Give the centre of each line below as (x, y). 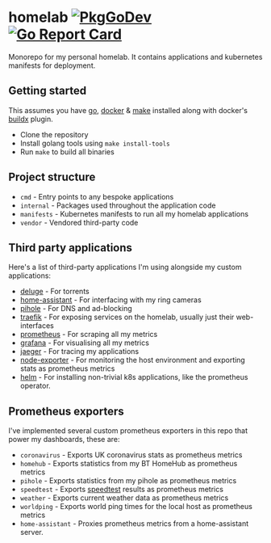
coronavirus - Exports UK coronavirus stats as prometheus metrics (131, 455)
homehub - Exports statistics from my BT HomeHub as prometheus (129, 464)
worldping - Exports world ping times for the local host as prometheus (136, 507)
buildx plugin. (31, 119)
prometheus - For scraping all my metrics (89, 335)
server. (32, 532)
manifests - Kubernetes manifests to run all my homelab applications (134, 213)
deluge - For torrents (55, 292)
